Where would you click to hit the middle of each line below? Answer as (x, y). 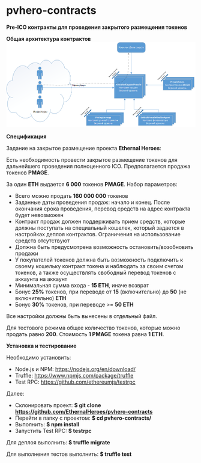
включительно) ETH (40, 298)
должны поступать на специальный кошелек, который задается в (99, 228)
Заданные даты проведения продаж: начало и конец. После (92, 203)
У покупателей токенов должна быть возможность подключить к (99, 260)
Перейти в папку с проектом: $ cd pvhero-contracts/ (83, 418)
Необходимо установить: (39, 358)
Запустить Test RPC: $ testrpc (53, 431)
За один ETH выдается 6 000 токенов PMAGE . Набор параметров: (92, 185)
